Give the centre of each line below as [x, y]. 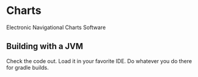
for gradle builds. [28, 67]
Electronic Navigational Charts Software [56, 27]
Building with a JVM [45, 46]
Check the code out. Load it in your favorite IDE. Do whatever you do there [99, 61]
